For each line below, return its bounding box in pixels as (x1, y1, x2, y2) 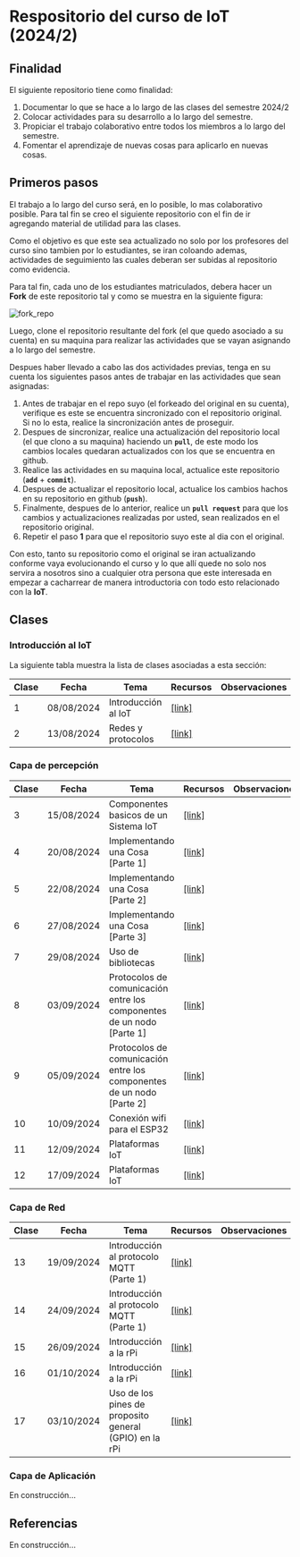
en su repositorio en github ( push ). (21, 493, 148, 503)
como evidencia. (9, 264, 71, 275)
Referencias (9, 1516, 79, 1531)
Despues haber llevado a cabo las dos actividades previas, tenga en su (9, 361, 271, 372)
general (108, 1420, 141, 1433)
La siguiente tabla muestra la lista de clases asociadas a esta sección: (9, 659, 267, 670)
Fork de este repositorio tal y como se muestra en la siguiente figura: (9, 291, 263, 301)
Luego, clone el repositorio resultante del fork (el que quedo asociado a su (9, 325, 284, 336)
